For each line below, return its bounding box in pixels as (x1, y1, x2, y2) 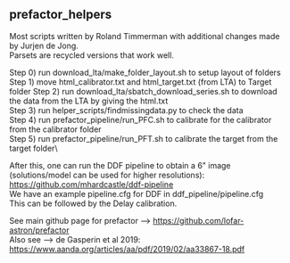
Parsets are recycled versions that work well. (9, 49, 174, 61)
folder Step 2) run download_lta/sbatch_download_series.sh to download (9, 86, 278, 96)
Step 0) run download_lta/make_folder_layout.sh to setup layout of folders (9, 67, 281, 78)
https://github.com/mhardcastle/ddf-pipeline (9, 178, 174, 190)
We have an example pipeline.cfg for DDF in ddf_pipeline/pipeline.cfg (9, 188, 264, 199)
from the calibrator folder (9, 124, 102, 135)
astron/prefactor (9, 225, 70, 235)
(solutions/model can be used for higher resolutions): (9, 169, 205, 180)
